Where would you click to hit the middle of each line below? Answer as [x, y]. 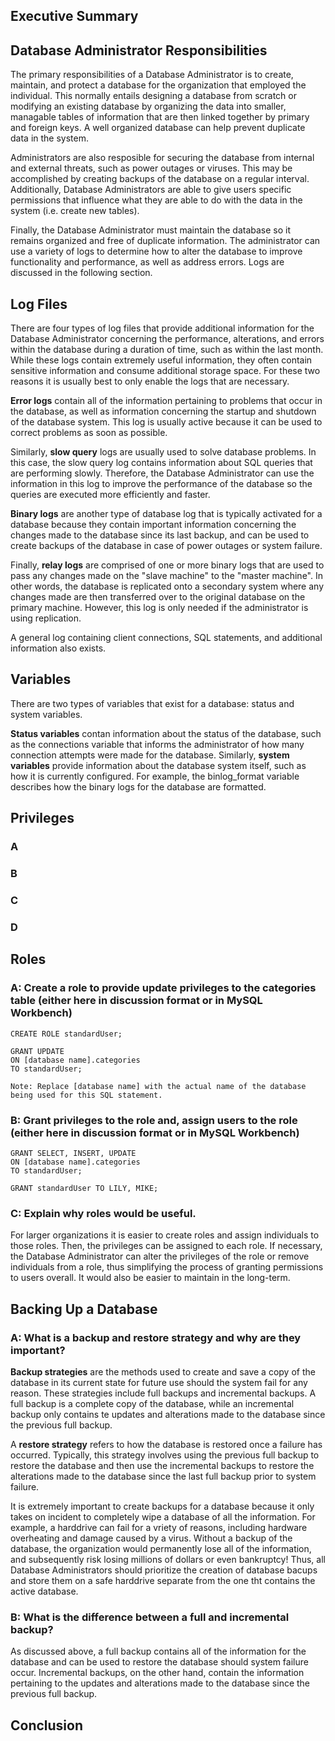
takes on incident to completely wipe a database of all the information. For [163, 1516]
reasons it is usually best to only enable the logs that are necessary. [150, 381]
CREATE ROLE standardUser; [66, 1034]
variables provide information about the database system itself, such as [158, 765]
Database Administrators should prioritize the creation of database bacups [164, 1570]
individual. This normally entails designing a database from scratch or [153, 96]
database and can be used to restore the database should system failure [159, 1662]
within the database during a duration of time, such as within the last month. [167, 350]
